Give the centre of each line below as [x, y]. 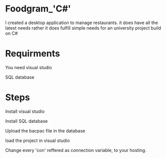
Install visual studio [25, 111]
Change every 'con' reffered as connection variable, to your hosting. [76, 150]
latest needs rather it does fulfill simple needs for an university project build [83, 28]
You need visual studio [29, 67]
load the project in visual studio [38, 140]
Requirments [33, 54]
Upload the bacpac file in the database [45, 130]
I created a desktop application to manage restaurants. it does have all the [82, 23]
